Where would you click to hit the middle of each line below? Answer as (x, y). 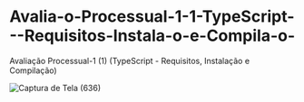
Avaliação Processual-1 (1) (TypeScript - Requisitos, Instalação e (130, 60)
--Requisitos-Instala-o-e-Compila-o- (152, 36)
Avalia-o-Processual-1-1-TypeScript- (152, 17)
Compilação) (33, 70)
